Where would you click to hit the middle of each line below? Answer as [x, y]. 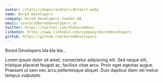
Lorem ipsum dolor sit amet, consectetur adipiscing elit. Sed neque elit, [76, 60]
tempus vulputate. [23, 75]
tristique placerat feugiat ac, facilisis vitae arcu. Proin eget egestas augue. [79, 65]
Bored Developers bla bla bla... [36, 50]
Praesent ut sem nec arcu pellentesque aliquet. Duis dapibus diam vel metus [82, 70]
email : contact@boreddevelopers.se [41, 23]
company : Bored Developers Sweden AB [43, 18]
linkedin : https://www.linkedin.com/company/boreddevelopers [68, 32]
